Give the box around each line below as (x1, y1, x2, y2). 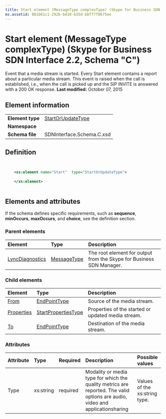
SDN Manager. (88, 261, 123, 268)
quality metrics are (85, 381, 129, 388)
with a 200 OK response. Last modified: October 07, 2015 (5, 86, 123, 92)
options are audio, (85, 393, 127, 400)
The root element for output (88, 249, 152, 256)
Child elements (5, 276, 42, 283)
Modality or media (85, 368, 127, 375)
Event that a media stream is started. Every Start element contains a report (5, 70, 157, 77)
